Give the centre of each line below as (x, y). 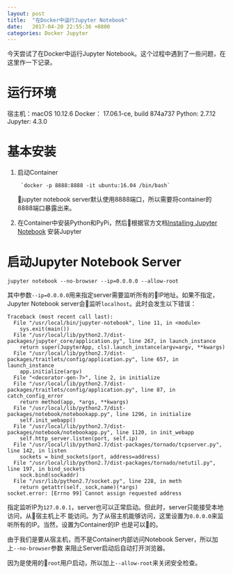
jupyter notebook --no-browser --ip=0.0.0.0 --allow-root (93, 281)
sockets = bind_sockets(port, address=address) (90, 457)
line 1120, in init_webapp (155, 433)
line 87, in (158, 390)
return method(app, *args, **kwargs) (74, 402)
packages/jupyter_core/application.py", (67, 342)
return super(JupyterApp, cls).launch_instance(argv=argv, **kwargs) (123, 348)
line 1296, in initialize (153, 415)
